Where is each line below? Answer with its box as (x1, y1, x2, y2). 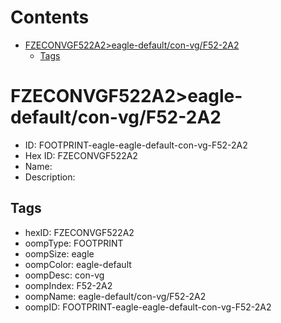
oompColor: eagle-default (24, 258, 132, 270)
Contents (10, 6, 90, 29)
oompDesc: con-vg (24, 269, 105, 281)
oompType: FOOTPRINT (24, 237, 124, 249)
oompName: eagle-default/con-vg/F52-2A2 (24, 290, 207, 302)
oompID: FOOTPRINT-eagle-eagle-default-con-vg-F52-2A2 (24, 301, 272, 313)
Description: (24, 171, 76, 183)
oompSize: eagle (24, 247, 95, 260)
